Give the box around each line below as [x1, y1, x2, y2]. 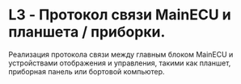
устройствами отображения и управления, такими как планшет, [8, 58, 231, 68]
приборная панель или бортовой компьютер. [8, 66, 165, 76]
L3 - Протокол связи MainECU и [8, 6, 232, 24]
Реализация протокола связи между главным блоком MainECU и [8, 49, 234, 59]
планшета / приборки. [8, 23, 166, 41]
